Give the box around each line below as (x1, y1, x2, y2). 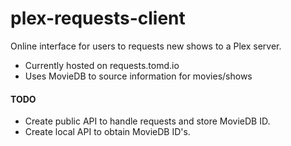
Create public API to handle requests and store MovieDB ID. (24, 115, 271, 127)
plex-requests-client (10, 7, 186, 30)
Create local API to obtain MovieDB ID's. (24, 126, 191, 138)
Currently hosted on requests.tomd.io (24, 59, 180, 71)
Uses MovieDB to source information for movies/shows (24, 70, 253, 82)
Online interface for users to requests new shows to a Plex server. (10, 40, 282, 52)
